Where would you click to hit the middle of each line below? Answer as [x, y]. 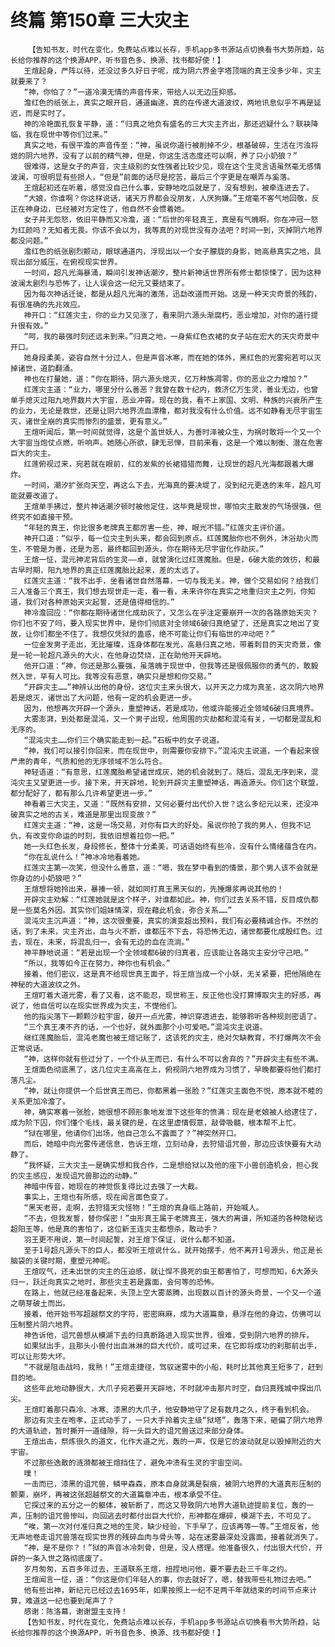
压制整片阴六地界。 [44, 1324]
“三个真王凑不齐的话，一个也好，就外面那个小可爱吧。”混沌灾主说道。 [145, 1027]
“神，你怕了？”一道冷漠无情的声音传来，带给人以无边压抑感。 [132, 92]
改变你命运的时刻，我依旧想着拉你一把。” [103, 836]
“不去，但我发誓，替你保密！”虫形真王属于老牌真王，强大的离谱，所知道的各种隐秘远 [173, 1218]
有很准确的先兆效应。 [47, 304]
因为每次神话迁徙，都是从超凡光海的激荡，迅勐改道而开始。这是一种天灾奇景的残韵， [172, 294]
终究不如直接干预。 [44, 517]
